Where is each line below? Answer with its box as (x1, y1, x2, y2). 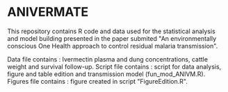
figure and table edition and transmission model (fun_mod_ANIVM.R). (7, 70, 206, 78)
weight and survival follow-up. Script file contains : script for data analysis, (7, 62, 222, 71)
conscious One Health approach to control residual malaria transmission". (7, 42, 218, 50)
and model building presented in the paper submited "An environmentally (7, 34, 217, 42)
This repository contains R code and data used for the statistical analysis (7, 27, 215, 35)
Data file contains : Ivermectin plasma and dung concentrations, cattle (7, 55, 209, 63)
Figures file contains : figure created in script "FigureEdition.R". (7, 77, 188, 85)
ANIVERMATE (7, 4, 89, 20)
